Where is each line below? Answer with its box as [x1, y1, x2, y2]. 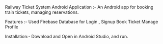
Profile [5, 24, 19, 30]
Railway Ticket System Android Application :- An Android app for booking [5, 4, 154, 10]
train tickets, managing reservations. [5, 9, 79, 15]
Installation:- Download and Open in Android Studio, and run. [5, 34, 129, 39]
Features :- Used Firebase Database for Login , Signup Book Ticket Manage [5, 19, 158, 24]
